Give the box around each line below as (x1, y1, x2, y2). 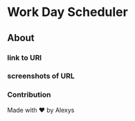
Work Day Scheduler (7, 4, 128, 20)
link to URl (7, 53, 42, 63)
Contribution (7, 90, 51, 99)
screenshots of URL (7, 71, 75, 81)
